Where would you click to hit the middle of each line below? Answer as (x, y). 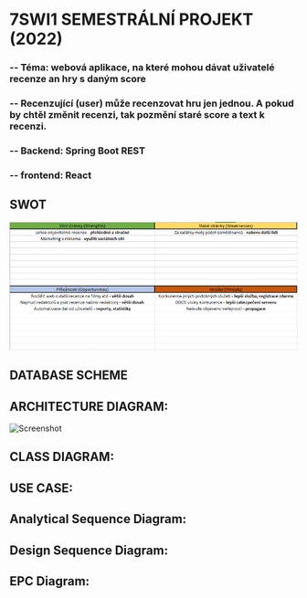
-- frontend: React (51, 175)
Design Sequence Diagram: (89, 550)
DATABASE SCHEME (69, 376)
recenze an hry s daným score (78, 79)
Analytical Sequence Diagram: (98, 519)
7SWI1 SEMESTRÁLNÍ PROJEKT (132, 20)
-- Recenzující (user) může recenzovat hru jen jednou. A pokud (152, 103)
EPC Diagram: (49, 581)
